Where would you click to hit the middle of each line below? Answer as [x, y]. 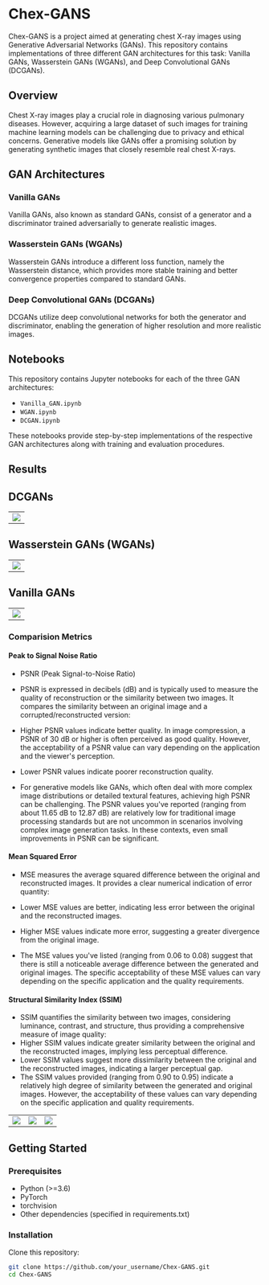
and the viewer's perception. [67, 755]
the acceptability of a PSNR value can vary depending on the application [140, 747]
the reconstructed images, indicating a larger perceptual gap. [121, 1069]
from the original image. [59, 940]
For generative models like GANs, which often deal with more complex [136, 787]
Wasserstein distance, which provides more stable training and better [123, 270]
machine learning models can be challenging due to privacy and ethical [126, 132]
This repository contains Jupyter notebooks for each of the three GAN [124, 379]
